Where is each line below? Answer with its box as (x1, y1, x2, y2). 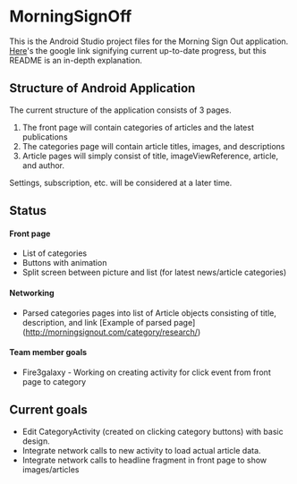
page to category (21, 376, 87, 386)
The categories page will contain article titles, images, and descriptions (21, 140, 285, 151)
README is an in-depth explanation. (9, 55, 143, 65)
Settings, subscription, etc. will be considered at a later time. (9, 177, 233, 188)
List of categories (21, 248, 88, 259)
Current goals (9, 403, 88, 418)
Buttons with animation (21, 258, 107, 268)
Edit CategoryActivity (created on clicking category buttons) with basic (21, 426, 284, 437)
